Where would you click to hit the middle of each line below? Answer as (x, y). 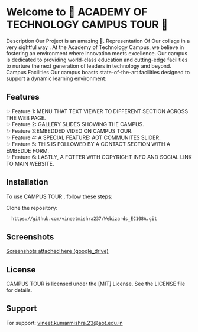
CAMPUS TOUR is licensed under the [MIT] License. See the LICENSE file (96, 284)
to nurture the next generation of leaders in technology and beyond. (89, 66)
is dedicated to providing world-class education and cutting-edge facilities (97, 60)
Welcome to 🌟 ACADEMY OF (77, 12)
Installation (27, 182)
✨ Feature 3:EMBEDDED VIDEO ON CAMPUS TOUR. (69, 131)
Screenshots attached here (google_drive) (57, 251)
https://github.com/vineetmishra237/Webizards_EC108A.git (85, 218)
